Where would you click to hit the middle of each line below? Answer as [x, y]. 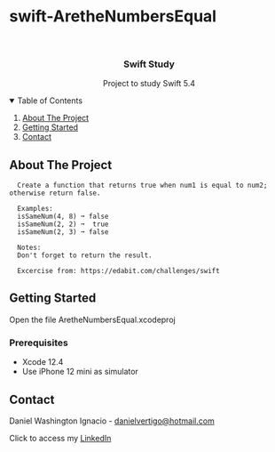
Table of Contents [50, 101]
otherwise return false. [55, 193]
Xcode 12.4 [43, 362]
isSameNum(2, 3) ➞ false [63, 232]
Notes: [29, 248]
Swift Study [149, 64]
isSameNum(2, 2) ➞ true [63, 224]
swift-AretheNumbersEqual [113, 16]
